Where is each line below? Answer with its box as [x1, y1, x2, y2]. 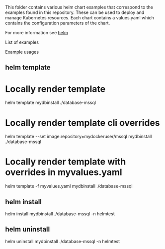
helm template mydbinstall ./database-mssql [5, 99, 96, 106]
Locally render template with [5, 156, 126, 167]
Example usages [5, 49, 39, 55]
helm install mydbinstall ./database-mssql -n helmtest [5, 211, 115, 217]
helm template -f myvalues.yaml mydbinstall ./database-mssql [5, 183, 133, 189]
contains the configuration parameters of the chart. [5, 20, 110, 26]
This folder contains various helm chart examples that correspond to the [5, 4, 153, 10]
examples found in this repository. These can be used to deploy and [5, 9, 145, 15]
